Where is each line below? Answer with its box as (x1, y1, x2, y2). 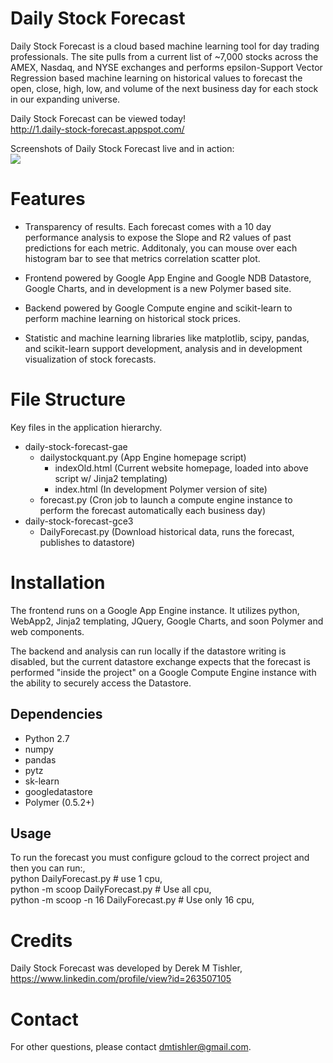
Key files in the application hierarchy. (10, 421, 163, 433)
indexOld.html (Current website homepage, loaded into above (54, 462, 309, 474)
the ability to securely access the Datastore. (10, 677, 192, 689)
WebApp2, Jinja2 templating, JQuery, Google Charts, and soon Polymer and (10, 615, 324, 627)
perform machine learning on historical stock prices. (24, 312, 241, 324)
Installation (10, 572, 106, 594)
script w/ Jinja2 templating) (54, 472, 168, 484)
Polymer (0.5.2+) (24, 796, 95, 808)
